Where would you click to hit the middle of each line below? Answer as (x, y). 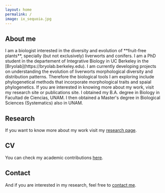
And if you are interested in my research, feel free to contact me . (71, 185)
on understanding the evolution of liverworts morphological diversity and (79, 71)
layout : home (18, 10)
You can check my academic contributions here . (54, 158)
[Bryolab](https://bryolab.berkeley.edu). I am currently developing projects (81, 66)
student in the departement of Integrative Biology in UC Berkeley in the (77, 61)
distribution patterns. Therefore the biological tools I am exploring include (80, 77)
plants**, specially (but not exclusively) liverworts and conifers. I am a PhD (81, 56)
